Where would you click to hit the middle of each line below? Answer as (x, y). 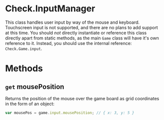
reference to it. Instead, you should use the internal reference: (69, 43)
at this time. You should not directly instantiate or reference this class (76, 33)
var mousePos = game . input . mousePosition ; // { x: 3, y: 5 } (70, 113)
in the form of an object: (30, 104)
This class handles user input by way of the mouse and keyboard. (73, 22)
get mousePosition (35, 87)
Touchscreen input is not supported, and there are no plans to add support (82, 27)
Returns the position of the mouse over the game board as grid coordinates (82, 98)
